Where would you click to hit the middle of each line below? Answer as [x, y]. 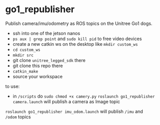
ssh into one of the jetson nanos [46, 33]
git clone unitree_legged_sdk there [49, 60]
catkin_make [25, 71]
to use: [12, 86]
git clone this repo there [38, 66]
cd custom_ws [26, 50]
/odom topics [18, 117]
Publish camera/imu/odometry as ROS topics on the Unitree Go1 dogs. [79, 23]
